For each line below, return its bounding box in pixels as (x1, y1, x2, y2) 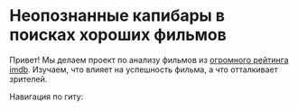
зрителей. (9, 73, 48, 84)
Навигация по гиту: (9, 91, 84, 102)
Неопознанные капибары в (9, 5, 226, 26)
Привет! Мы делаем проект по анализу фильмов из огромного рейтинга (9, 54, 289, 65)
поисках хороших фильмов (9, 24, 228, 45)
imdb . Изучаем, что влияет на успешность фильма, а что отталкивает (9, 64, 278, 75)
